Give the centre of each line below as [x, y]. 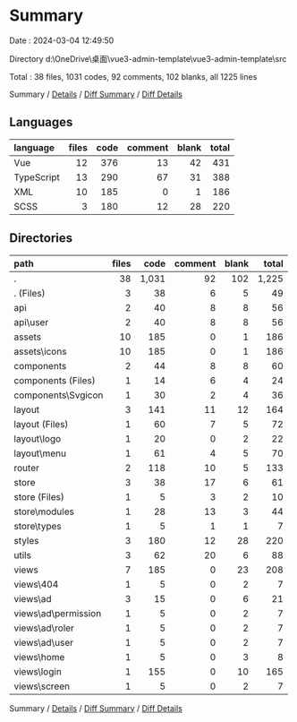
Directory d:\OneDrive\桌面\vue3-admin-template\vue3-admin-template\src [148, 58]
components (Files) [55, 380]
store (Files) [39, 496]
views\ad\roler [44, 628]
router [27, 468]
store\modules [44, 511]
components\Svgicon [59, 395]
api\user [31, 322]
